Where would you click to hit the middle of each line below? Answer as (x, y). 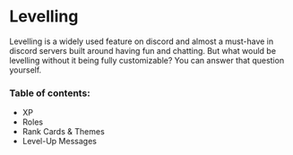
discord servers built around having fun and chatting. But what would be (142, 50)
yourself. (26, 70)
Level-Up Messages (59, 142)
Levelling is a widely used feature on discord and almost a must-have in (142, 41)
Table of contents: (50, 93)
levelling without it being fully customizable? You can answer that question (147, 60)
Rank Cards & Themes (63, 132)
